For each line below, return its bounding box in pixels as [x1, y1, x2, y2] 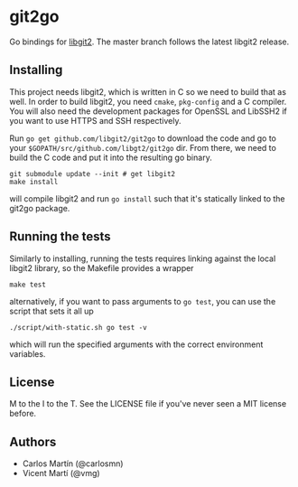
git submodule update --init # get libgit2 [9, 169, 176, 178]
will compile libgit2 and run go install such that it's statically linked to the [9, 192, 286, 204]
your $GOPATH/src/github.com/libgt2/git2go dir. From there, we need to [9, 142, 277, 153]
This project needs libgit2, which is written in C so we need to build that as [9, 86, 287, 97]
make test [9, 280, 47, 289]
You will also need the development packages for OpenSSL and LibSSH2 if [9, 106, 287, 117]
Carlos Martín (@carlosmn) [22, 458, 124, 469]
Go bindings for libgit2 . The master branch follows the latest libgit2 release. [9, 36, 290, 47]
